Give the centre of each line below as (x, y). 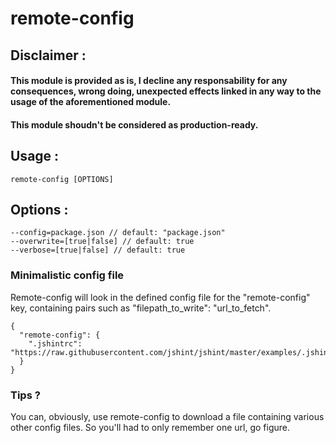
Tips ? (25, 395)
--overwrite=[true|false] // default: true (102, 242)
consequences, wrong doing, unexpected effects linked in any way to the (166, 91)
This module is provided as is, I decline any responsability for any (149, 81)
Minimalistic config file (67, 275)
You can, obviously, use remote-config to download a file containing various (167, 416)
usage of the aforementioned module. (91, 102)
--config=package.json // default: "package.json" (118, 233)
